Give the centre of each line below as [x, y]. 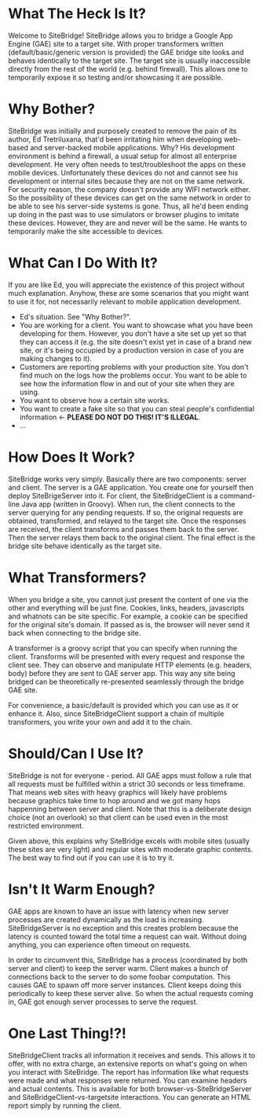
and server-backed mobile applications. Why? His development [133, 147]
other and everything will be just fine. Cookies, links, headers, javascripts [126, 607]
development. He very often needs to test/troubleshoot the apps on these [127, 164]
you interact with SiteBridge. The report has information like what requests [128, 1072]
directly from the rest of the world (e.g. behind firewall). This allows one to [128, 68]
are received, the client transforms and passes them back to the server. [124, 529]
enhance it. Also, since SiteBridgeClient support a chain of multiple [116, 714]
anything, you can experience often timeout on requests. [100, 944]
